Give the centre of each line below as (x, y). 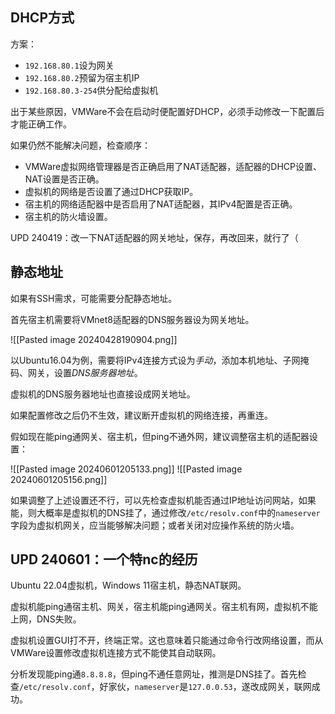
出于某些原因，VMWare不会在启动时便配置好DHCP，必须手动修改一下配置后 (167, 111)
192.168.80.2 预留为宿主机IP (82, 77)
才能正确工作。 (41, 124)
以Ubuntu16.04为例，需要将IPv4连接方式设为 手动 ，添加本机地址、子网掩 (160, 360)
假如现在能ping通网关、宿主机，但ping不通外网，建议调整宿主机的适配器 (160, 436)
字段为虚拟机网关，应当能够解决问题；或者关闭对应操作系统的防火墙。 (155, 525)
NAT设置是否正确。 (64, 179)
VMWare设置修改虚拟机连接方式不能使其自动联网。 (116, 653)
